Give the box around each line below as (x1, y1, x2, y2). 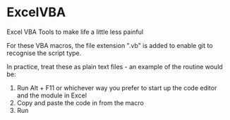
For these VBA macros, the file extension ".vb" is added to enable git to (6, 41, 213, 49)
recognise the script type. (6, 49, 82, 57)
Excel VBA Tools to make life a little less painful (6, 28, 144, 36)
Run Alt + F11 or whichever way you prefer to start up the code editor (16, 83, 217, 92)
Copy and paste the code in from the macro (16, 98, 144, 107)
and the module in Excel (16, 91, 87, 100)
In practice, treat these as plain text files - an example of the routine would (6, 62, 223, 71)
